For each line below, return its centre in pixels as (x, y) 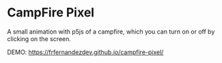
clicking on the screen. (39, 38)
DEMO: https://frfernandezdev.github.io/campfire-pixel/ (85, 52)
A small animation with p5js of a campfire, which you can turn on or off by (111, 32)
